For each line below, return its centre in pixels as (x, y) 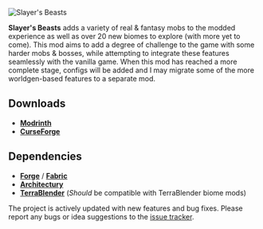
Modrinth (35, 123)
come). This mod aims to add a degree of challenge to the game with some (131, 45)
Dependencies (45, 157)
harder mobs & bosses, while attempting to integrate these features (119, 53)
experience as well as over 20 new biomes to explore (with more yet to (124, 36)
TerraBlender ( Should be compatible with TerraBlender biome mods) (133, 192)
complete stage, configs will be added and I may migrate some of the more (131, 70)
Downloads (37, 104)
